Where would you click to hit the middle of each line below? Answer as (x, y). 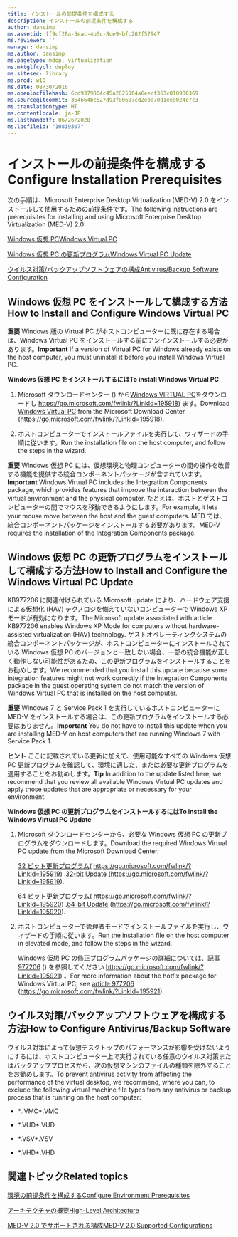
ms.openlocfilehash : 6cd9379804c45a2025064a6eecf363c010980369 (103, 93)
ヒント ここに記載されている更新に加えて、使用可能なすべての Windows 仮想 (119, 756)
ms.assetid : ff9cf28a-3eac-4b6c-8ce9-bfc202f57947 (84, 34)
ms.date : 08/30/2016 (38, 87)
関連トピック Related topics (68, 1177)
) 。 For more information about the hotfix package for (138, 976)
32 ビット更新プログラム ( (55, 866)
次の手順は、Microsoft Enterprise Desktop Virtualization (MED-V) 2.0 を (112, 200)
